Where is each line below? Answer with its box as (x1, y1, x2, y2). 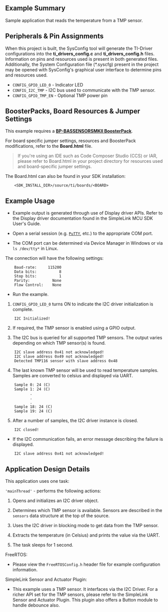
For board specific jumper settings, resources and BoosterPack (5, 138, 136, 144)
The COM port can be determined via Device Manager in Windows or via (12, 240, 163, 246)
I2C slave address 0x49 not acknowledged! (14, 354, 104, 359)
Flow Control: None (14, 282, 62, 288)
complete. (12, 307, 34, 313)
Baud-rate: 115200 (14, 265, 62, 270)
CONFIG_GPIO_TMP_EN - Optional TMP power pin (12, 92, 108, 98)
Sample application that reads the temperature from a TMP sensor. (5, 17, 143, 23)
